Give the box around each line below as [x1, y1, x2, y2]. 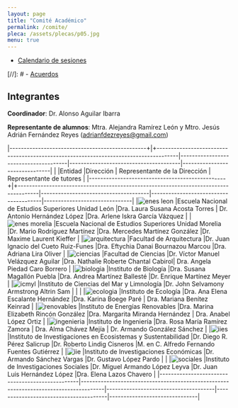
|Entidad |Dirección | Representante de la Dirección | [57, 166, 211, 175]
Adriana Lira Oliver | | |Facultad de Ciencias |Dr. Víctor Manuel [7, 249, 220, 258]
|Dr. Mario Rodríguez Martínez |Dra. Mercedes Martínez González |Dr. [7, 227, 211, 235]
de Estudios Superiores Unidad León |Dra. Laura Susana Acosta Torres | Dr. [7, 204, 228, 212]
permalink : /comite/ [7, 23, 69, 30]
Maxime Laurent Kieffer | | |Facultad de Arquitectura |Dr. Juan [7, 234, 230, 243]
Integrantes [7, 90, 60, 103]
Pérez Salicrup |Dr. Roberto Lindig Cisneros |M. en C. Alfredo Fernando [7, 339, 215, 348]
